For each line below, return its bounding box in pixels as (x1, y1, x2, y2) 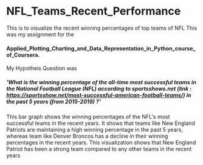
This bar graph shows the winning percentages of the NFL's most (6, 113, 170, 121)
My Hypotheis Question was (6, 65, 77, 72)
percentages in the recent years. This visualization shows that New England (6, 139, 196, 146)
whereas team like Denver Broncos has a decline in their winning (6, 132, 168, 140)
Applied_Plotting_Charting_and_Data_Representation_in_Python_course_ (6, 44, 196, 52)
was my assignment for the (6, 30, 75, 38)
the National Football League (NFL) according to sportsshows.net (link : (6, 85, 192, 92)
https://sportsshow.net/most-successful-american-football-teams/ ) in (6, 91, 191, 98)
